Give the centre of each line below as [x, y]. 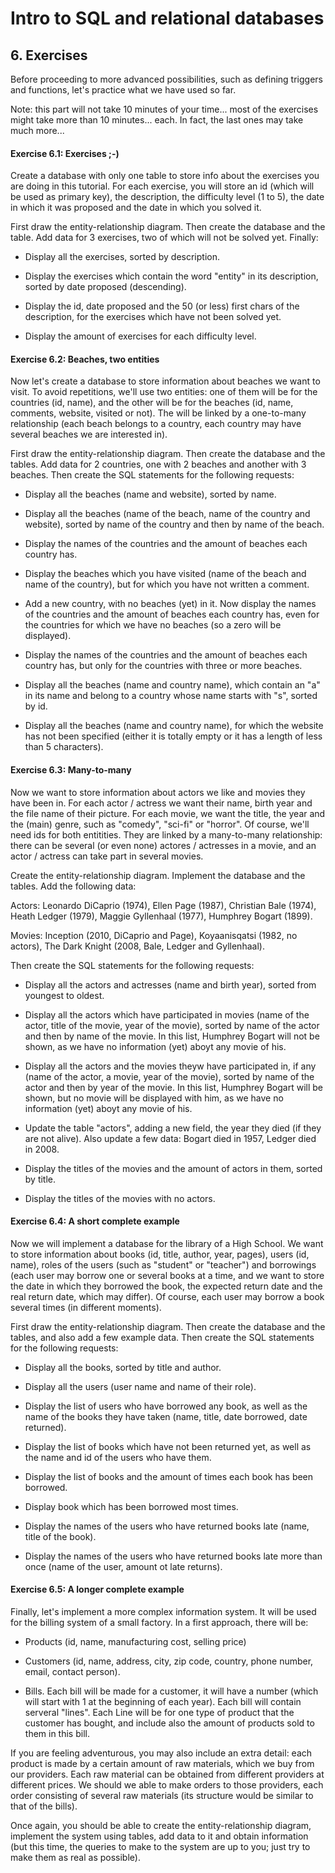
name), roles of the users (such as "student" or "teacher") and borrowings [163, 1264]
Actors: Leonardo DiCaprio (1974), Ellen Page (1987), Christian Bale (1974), [163, 905]
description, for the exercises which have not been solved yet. [153, 317]
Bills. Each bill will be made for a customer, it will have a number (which [171, 1691]
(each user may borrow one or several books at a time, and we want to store [167, 1275]
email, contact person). [72, 1672]
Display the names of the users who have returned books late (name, [167, 1526]
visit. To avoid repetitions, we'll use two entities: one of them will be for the [164, 392]
